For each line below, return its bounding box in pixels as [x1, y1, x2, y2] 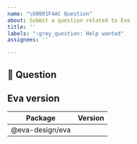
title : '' [7, 23, 37, 30]
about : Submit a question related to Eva [7, 17, 131, 24]
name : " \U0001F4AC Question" [7, 10, 93, 18]
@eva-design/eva [11, 125, 72, 135]
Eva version [7, 92, 60, 104]
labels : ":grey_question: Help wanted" [7, 30, 124, 37]
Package [25, 113, 56, 123]
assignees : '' [7, 37, 49, 44]
